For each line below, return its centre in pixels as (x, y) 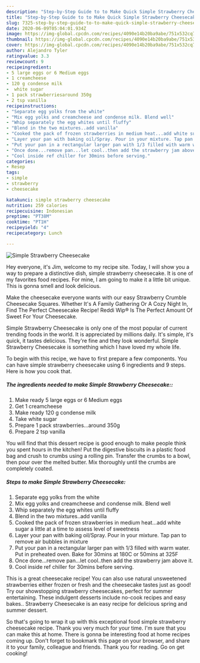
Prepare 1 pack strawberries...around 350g (67, 425)
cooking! (17, 653)
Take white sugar (36, 419)
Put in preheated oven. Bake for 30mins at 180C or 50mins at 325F (96, 554)
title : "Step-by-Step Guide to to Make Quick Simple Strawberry (87, 17)
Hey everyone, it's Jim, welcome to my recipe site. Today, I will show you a (98, 267)
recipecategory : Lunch (34, 233)
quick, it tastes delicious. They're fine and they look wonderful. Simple (92, 340)
